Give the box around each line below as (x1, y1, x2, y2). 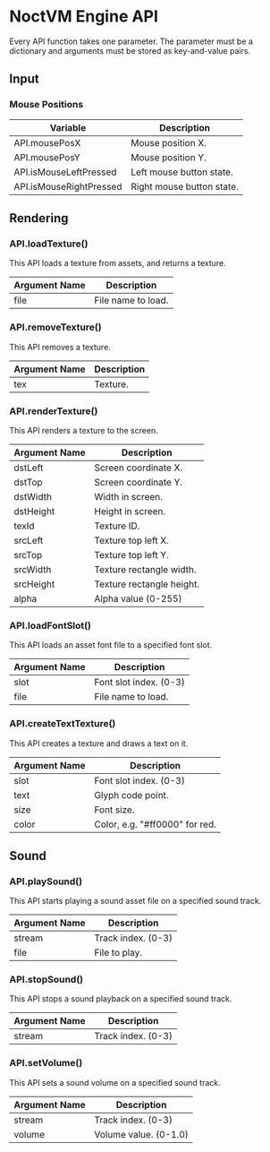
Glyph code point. (94, 788, 169, 801)
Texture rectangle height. (94, 578, 199, 590)
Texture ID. (94, 520, 140, 532)
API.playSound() (9, 875, 83, 888)
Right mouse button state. (131, 180, 239, 193)
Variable (49, 121, 87, 133)
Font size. (94, 804, 135, 816)
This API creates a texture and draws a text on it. (9, 737, 189, 749)
